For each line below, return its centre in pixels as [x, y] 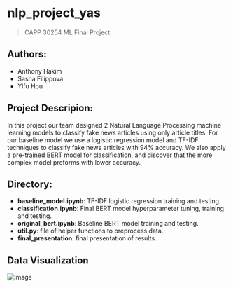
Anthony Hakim [40, 71]
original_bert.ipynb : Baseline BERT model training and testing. [108, 224]
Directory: [30, 184]
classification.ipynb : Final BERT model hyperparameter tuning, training [121, 209]
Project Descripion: [50, 108]
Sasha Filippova [40, 78]
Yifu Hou [30, 86]
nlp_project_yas [54, 13]
